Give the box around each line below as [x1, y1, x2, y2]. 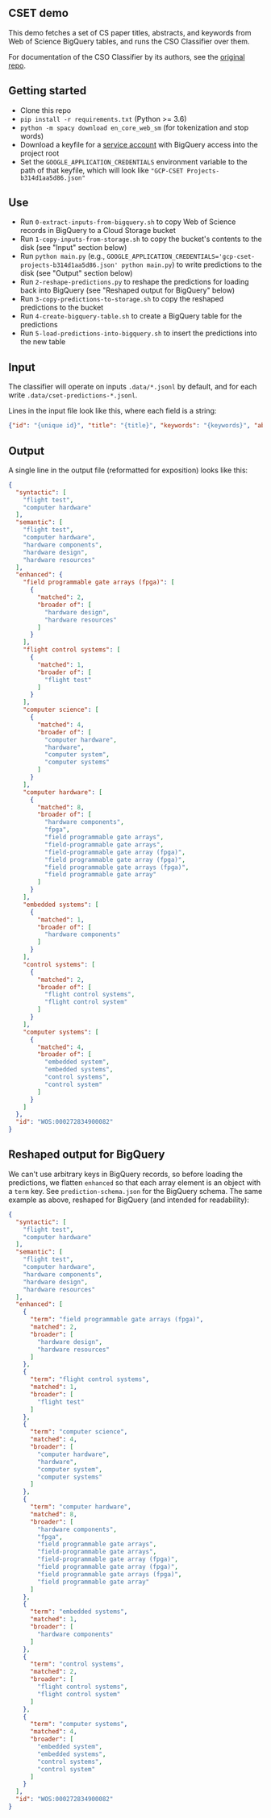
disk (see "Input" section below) [19, 243, 127, 252]
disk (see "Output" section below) [19, 268, 133, 278]
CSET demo [8, 6, 69, 20]
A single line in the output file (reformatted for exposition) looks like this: [8, 465, 248, 475]
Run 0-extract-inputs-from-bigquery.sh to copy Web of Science [19, 217, 236, 227]
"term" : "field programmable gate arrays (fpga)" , [29, 1316, 204, 1324]
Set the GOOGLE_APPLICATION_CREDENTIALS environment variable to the [19, 156, 248, 166]
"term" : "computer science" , [29, 1428, 128, 1436]
